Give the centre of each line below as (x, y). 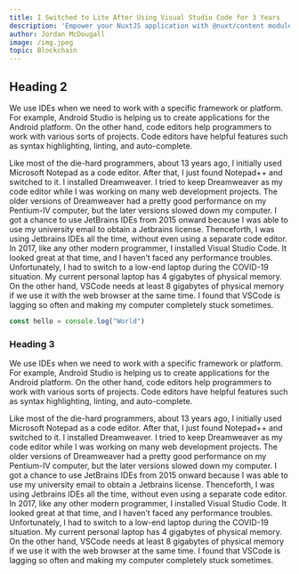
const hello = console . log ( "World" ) (77, 321)
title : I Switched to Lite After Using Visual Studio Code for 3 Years (145, 17)
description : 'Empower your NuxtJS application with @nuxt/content (137, 26)
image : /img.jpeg (41, 42)
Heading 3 (32, 344)
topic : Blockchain (43, 51)
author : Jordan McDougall (57, 34)
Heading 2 (39, 87)
